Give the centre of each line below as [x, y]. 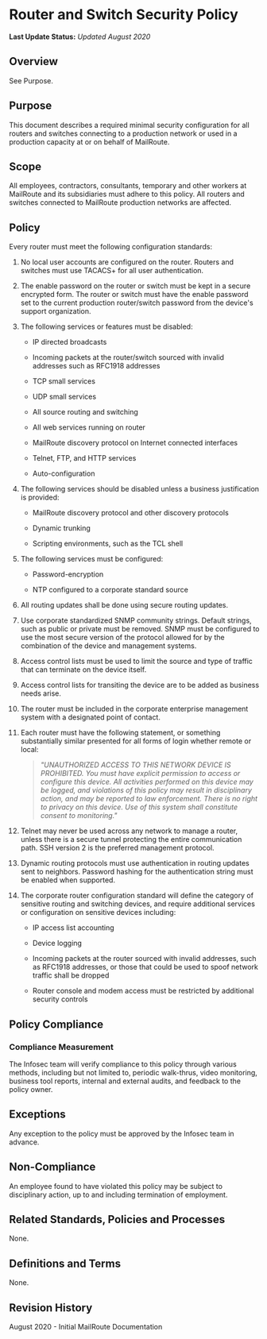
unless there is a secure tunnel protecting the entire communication [131, 839]
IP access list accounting [73, 928]
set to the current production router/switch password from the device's [137, 303]
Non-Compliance [52, 1167]
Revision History [51, 1308]
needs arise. [41, 693]
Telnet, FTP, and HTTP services [84, 458]
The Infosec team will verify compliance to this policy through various [123, 1064]
